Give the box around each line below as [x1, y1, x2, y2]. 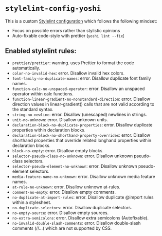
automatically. [12, 65, 40, 71]
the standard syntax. [12, 106, 54, 112]
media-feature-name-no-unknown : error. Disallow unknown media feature [12, 173, 156, 179]
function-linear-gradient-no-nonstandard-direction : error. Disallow [12, 96, 151, 102]
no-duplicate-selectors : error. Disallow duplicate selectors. [12, 204, 132, 210]
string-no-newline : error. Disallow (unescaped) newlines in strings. [12, 111, 147, 117]
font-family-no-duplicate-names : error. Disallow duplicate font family [12, 75, 151, 81]
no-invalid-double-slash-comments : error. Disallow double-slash [12, 220, 141, 226]
